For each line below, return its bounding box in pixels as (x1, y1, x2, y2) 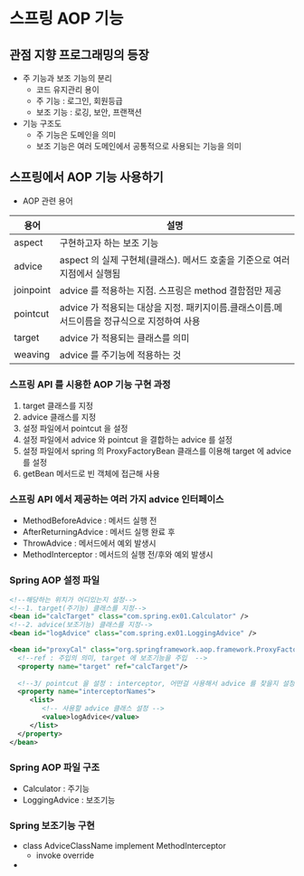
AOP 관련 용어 (22, 195, 74, 206)
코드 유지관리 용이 (35, 84, 100, 95)
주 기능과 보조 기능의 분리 (22, 73, 113, 83)
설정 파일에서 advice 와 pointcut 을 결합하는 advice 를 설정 (22, 434, 233, 445)
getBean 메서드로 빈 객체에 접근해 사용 (22, 468, 160, 480)
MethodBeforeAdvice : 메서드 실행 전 (22, 515, 157, 526)
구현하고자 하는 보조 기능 (59, 236, 159, 249)
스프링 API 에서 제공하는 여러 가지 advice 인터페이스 (9, 493, 224, 506)
